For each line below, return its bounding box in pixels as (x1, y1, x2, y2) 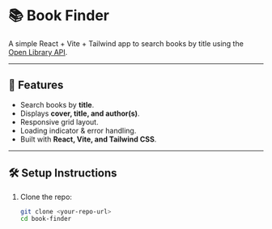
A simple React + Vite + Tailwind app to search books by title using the (8, 38, 244, 49)
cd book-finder (19, 215, 72, 223)
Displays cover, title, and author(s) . (19, 108, 140, 118)
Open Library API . (8, 47, 68, 57)
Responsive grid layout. (19, 117, 99, 126)
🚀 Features (8, 78, 64, 92)
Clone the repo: (19, 192, 73, 201)
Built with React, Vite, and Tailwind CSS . (19, 134, 157, 144)
